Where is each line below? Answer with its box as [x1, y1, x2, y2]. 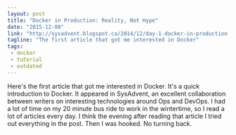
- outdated [10, 63, 42, 70]
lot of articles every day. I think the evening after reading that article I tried [7, 112, 222, 120]
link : [7, 30, 23, 37]
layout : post [7, 10, 46, 18]
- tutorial [10, 56, 42, 63]
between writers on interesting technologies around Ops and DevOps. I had [7, 96, 226, 105]
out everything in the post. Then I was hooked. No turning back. [7, 119, 192, 127]
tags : [7, 43, 23, 50]
